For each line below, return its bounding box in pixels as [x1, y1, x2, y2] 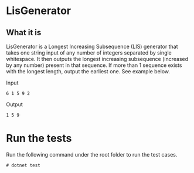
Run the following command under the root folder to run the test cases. [6, 151, 178, 158]
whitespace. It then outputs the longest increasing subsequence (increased [6, 56, 189, 62]
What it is [6, 28, 42, 38]
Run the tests [6, 132, 72, 145]
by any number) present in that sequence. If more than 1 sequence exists [6, 62, 182, 69]
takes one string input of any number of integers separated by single [6, 49, 172, 56]
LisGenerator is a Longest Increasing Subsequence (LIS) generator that [6, 43, 178, 50]
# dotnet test [6, 162, 41, 168]
